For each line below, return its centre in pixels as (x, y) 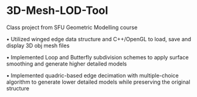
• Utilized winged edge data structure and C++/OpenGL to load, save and (99, 39)
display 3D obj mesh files (38, 45)
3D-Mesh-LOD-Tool (57, 11)
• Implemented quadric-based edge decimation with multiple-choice (92, 75)
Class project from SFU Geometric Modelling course (72, 27)
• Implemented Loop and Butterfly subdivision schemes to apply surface (98, 57)
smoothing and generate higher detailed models (66, 64)
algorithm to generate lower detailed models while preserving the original (98, 82)
